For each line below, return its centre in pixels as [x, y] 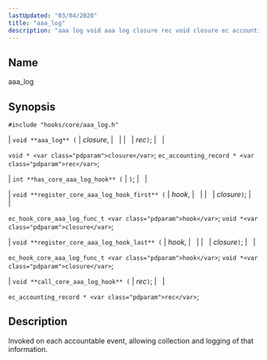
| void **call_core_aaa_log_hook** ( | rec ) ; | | [87, 281]
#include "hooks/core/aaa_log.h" [64, 125]
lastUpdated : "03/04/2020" [53, 15]
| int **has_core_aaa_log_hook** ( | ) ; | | [78, 179]
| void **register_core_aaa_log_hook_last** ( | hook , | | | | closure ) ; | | [132, 242]
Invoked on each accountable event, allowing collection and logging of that [131, 341]
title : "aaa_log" [37, 23]
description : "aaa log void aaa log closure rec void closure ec [118, 30]
